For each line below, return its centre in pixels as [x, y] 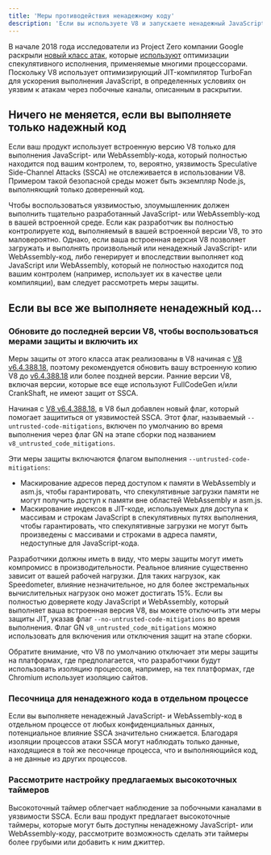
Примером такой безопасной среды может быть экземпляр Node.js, [127, 181]
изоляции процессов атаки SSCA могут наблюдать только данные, [124, 742]
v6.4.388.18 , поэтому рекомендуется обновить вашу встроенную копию [133, 367]
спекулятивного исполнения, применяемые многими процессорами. [128, 63]
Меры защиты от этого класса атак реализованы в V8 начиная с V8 [125, 359]
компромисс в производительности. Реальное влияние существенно [128, 567]
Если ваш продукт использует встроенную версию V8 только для [122, 147]
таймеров [29, 790]
